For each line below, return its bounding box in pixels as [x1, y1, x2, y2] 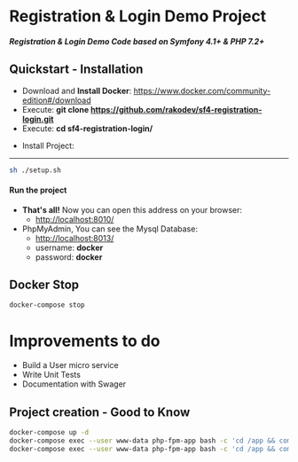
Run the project [9, 184, 67, 196]
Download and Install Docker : [21, 85, 132, 96]
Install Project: [21, 140, 74, 151]
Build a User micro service [21, 360, 119, 371]
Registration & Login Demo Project [9, 6, 267, 27]
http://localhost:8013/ [35, 232, 114, 243]
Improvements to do [9, 331, 161, 351]
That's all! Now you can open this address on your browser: [21, 204, 242, 215]
